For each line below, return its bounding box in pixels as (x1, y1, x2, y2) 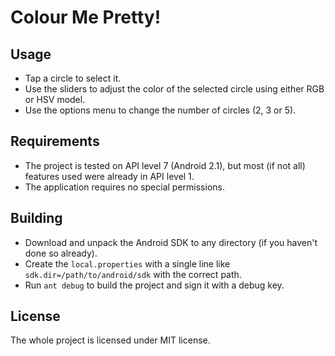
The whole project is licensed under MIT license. (10, 334, 211, 346)
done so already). (24, 247, 98, 259)
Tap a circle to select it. (24, 72, 122, 84)
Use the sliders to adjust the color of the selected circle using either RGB (24, 83, 325, 95)
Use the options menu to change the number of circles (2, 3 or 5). (24, 104, 297, 116)
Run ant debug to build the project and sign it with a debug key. (24, 279, 285, 291)
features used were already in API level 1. (24, 170, 195, 182)
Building (10, 210, 63, 227)
